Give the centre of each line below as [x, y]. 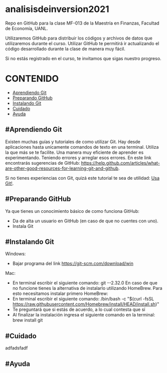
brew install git [28, 320]
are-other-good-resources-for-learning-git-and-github [62, 168]
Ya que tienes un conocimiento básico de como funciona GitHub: [72, 211]
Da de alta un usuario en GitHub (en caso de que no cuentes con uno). [86, 221]
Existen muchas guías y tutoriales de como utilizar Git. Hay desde [73, 142]
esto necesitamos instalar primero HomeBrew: [60, 293]
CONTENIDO [32, 79]
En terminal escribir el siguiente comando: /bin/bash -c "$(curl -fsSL [83, 299]
